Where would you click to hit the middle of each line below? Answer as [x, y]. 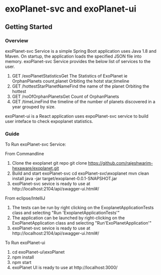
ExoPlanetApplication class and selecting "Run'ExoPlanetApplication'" [82, 223]
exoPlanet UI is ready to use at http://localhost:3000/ [65, 268]
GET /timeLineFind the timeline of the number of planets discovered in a [84, 101]
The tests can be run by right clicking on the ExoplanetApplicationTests [83, 208]
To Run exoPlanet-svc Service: [36, 144]
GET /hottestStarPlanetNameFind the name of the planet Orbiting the [80, 86]
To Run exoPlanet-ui [25, 243]
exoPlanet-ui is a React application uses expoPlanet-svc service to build [77, 116]
